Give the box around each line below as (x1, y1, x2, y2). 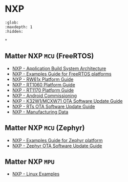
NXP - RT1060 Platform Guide (12, 81, 75, 87)
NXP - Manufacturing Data (12, 108, 69, 115)
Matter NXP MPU (5, 157, 55, 166)
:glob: (5, 20, 19, 25)
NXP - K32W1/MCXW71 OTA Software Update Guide (12, 98, 123, 104)
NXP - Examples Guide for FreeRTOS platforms (12, 71, 112, 77)
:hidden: (5, 29, 24, 34)
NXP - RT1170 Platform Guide (12, 87, 74, 93)
